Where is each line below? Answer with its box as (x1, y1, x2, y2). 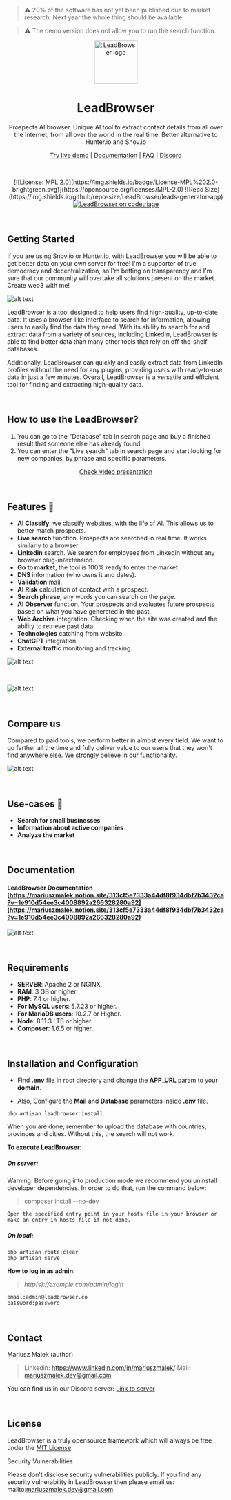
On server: (7, 1159, 39, 1167)
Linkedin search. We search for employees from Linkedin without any (17, 549, 215, 557)
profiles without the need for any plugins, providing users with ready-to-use (7, 365, 223, 374)
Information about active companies (17, 823, 124, 832)
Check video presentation (79, 467, 153, 476)
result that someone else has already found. (17, 439, 143, 448)
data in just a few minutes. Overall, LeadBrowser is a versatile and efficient (7, 373, 219, 381)
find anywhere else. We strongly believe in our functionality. (7, 751, 177, 760)
